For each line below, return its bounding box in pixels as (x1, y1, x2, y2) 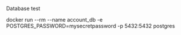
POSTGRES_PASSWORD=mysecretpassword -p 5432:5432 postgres (6, 23, 176, 29)
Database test (6, 5, 40, 12)
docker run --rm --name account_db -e (6, 16, 103, 23)
